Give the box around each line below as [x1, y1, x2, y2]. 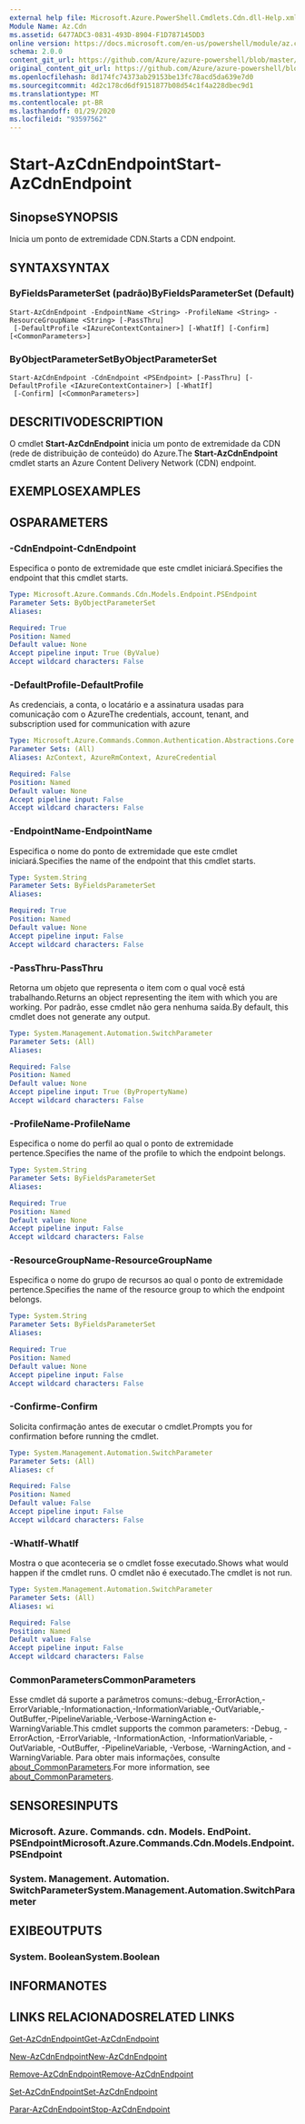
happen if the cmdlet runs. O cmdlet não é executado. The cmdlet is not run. [9, 1567, 293, 1578]
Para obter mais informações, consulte [75, 1752, 221, 1763]
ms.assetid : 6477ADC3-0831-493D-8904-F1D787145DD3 [9, 30, 205, 39]
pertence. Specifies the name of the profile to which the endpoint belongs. [9, 1148, 286, 1159]
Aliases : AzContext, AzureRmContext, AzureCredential [9, 753, 218, 762]
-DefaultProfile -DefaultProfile [9, 679, 143, 691]
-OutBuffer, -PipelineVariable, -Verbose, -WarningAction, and [57, 1743, 286, 1754]
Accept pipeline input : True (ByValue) [9, 649, 161, 658]
